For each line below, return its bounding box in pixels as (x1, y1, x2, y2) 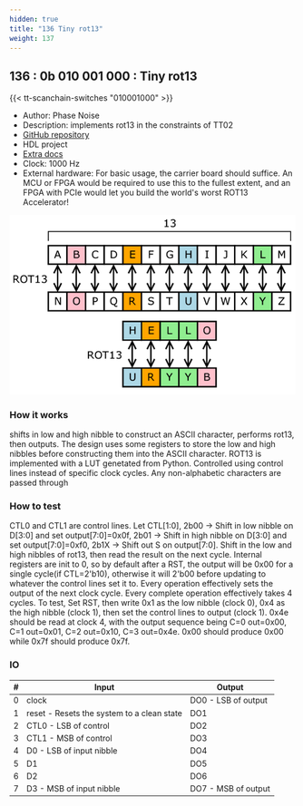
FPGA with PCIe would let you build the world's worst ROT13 (22, 187, 249, 199)
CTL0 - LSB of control (26, 720, 111, 731)
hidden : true (9, 15, 59, 24)
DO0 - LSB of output (190, 694, 268, 706)
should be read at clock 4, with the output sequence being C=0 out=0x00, (9, 617, 288, 627)
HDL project (22, 139, 68, 150)
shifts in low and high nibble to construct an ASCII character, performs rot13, (9, 429, 295, 440)
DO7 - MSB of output (190, 783, 270, 794)
